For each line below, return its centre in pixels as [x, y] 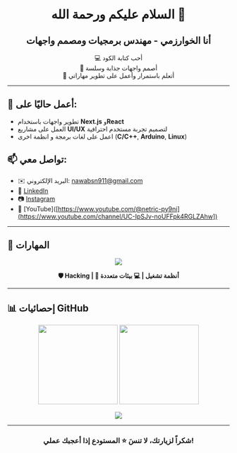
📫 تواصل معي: [37, 159]
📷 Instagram [36, 199]
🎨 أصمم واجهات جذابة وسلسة [119, 68]
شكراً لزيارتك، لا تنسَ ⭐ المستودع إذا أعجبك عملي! [119, 441]
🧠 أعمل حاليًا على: [42, 104]
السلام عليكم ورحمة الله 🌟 [119, 14]
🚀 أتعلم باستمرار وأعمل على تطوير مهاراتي [119, 76]
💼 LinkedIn [33, 191]
